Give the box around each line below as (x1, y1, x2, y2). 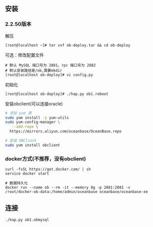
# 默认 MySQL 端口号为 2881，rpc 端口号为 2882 (5, 63, 96, 68)
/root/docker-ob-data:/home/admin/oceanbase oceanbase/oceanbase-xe (5, 189, 148, 194)
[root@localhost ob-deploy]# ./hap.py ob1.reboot (5, 91, 109, 96)
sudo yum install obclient (5, 143, 60, 148)
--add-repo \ (11, 124, 38, 129)
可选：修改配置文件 (5, 52, 44, 58)
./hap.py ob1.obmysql (5, 217, 50, 222)
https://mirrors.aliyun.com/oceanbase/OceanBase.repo (9, 129, 122, 134)
